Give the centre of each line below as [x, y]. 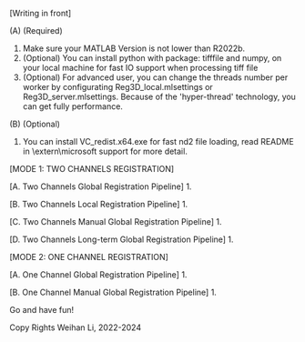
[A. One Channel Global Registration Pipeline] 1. [98, 275]
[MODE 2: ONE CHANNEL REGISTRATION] [89, 257]
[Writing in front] [41, 13]
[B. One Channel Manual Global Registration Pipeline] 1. [113, 292]
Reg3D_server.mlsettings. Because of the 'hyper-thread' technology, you [159, 96]
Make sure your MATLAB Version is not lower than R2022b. [134, 48]
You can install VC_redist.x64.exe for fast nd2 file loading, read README [158, 141]
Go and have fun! [42, 310]
